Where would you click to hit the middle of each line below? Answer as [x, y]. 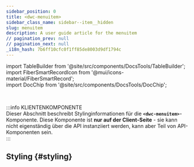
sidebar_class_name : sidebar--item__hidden [60, 22]
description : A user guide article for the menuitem [72, 33]
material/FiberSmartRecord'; [40, 78]
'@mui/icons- [108, 72]
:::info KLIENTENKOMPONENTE [44, 107]
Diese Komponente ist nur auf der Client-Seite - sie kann [108, 120]
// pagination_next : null [37, 44]
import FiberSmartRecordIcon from [48, 72]
